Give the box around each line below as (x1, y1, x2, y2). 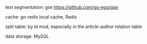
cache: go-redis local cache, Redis (5, 14, 77, 19)
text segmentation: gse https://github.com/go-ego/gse (5, 4, 118, 10)
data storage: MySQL (5, 33, 49, 39)
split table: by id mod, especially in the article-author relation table (5, 23, 142, 29)
